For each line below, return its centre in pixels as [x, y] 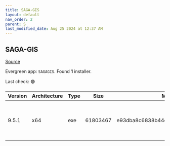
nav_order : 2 [19, 19]
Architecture [48, 96]
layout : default [22, 15]
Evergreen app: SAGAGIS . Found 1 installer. [49, 71]
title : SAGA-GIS [22, 10]
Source [13, 61]
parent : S [16, 24]
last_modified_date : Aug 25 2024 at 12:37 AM [54, 29]
